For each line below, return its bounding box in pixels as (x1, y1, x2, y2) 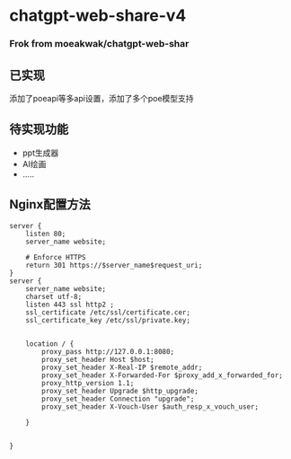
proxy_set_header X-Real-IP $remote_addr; (41, 363, 203, 372)
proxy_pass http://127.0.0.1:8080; (41, 347, 175, 356)
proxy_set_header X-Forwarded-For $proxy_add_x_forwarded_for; (41, 370, 283, 380)
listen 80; (25, 229, 66, 238)
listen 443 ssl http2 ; (25, 300, 115, 309)
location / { (25, 339, 75, 349)
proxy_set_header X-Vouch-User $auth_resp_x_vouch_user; (41, 402, 259, 411)
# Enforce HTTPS (25, 252, 87, 261)
